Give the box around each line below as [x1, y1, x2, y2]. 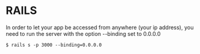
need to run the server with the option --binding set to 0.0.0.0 [6, 30, 161, 37]
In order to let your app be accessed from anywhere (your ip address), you [6, 24, 194, 31]
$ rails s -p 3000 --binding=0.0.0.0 [6, 42, 102, 48]
